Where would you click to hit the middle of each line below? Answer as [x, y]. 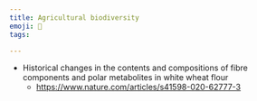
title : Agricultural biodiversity [75, 18]
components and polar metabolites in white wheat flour [125, 78]
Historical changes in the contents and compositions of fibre [135, 68]
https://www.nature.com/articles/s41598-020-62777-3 [138, 87]
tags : [19, 34]
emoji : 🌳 [26, 26]
